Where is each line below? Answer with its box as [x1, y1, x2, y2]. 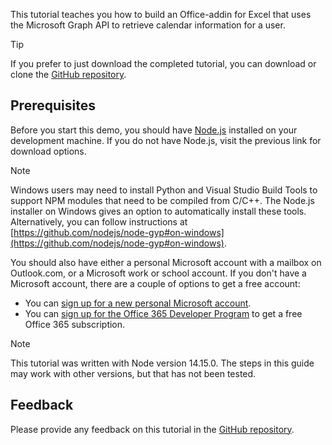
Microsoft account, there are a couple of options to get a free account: [10, 277, 301, 289]
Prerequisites [10, 97, 96, 114]
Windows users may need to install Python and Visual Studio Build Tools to [10, 184, 318, 196]
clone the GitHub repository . [10, 69, 127, 80]
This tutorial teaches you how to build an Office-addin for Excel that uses [10, 9, 312, 20]
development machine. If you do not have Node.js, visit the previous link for [10, 134, 322, 146]
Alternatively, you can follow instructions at [10, 215, 188, 228]
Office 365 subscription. [24, 318, 126, 330]
